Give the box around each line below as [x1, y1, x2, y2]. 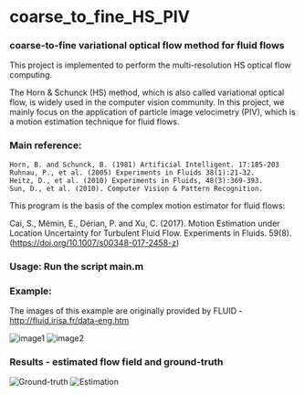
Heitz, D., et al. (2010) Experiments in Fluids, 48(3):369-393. [9, 176, 263, 185]
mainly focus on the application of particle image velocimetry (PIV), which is [9, 107, 296, 118]
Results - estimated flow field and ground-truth [9, 355, 224, 368]
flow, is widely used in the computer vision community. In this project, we [9, 97, 285, 108]
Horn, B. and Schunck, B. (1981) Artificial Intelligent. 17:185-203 [9, 160, 280, 169]
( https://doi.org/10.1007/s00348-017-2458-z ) [9, 237, 180, 248]
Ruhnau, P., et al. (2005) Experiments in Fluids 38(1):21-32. [9, 167, 256, 177]
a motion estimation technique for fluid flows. [9, 116, 180, 127]
